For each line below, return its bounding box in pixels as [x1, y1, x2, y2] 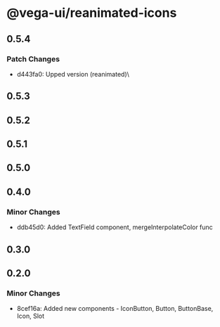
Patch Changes [6, 54, 60, 64]
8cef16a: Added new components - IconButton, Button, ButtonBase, [16, 304, 214, 313]
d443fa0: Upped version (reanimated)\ [16, 70, 129, 78]
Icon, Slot [16, 312, 45, 321]
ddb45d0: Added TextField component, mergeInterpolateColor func [16, 223, 214, 231]
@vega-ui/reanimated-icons [6, 5, 177, 21]
